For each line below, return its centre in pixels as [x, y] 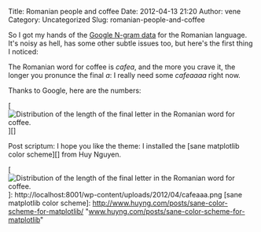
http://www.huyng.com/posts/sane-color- [160, 203]
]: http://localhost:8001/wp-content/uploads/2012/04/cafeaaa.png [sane [125, 195]
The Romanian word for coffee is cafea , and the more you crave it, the [122, 67]
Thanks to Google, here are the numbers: [75, 90]
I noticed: [24, 52]
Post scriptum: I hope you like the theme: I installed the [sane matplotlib [124, 146]
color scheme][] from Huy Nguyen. [65, 154]
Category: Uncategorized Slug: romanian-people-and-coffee [107, 20]
